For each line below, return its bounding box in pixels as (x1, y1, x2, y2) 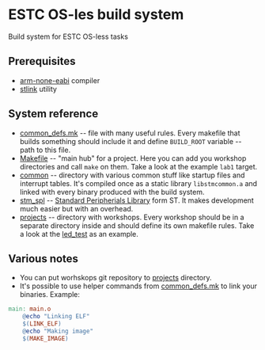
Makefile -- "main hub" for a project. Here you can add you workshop (19, 153, 247, 163)
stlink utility (19, 84, 58, 93)
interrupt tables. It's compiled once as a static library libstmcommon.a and (19, 178, 258, 188)
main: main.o (8, 305, 51, 314)
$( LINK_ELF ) (22, 320, 62, 328)
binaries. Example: (19, 290, 81, 299)
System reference (8, 107, 99, 120)
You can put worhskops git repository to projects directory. (19, 273, 212, 283)
